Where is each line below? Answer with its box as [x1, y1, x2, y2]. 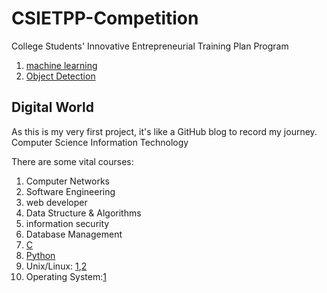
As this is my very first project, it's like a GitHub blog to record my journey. [11, 125, 318, 137]
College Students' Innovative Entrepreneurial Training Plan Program [11, 40, 289, 52]
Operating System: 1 [25, 270, 107, 282]
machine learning [25, 59, 98, 71]
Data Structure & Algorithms [25, 207, 142, 219]
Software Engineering [25, 185, 116, 197]
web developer [25, 196, 88, 208]
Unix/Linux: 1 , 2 [25, 260, 88, 272]
